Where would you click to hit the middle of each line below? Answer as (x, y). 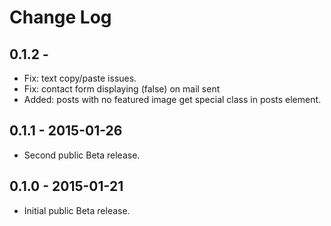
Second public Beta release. (82, 155)
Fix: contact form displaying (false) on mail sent (122, 89)
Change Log (60, 17)
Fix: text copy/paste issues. (80, 78)
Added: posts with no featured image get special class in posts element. (172, 99)
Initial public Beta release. (77, 210)
